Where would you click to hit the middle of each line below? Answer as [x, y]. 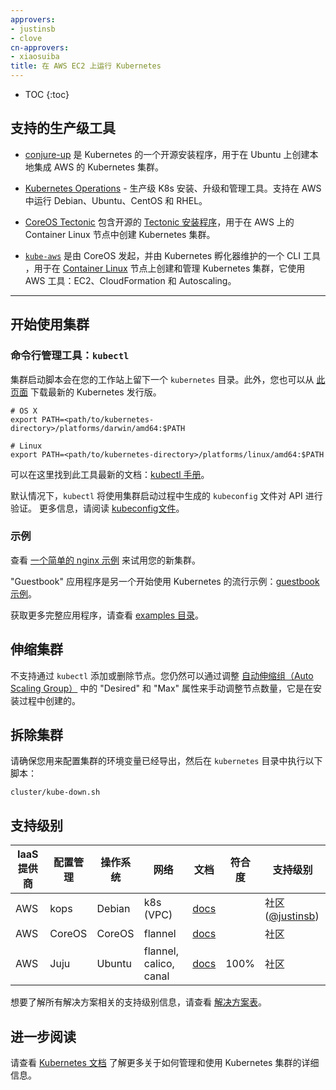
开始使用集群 [50, 324]
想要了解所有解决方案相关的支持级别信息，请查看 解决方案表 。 [138, 1002]
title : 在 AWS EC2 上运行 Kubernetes [86, 66]
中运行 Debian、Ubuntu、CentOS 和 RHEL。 [116, 200]
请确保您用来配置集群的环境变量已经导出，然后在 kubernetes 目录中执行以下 [166, 761]
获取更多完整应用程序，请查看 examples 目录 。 [107, 615]
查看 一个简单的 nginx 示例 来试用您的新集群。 [105, 560]
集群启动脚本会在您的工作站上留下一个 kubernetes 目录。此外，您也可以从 [162, 379]
